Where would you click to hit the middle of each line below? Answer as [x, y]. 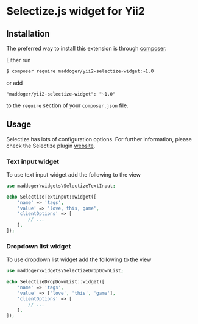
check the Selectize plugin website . [51, 146]
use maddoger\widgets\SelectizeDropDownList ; [65, 271]
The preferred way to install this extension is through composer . [87, 48]
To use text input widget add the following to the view [74, 174]
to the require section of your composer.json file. [68, 105]
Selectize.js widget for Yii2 [76, 11]
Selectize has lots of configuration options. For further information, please [99, 139]
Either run [19, 60]
